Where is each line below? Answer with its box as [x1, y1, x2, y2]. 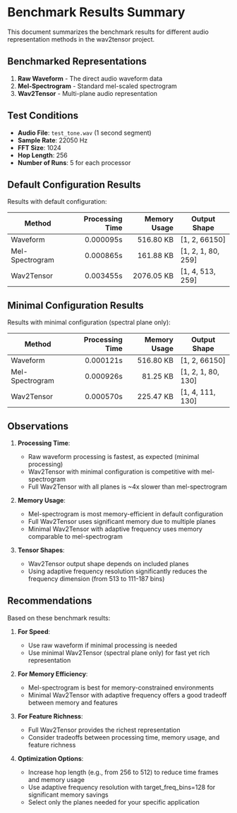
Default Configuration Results [7, 178, 141, 190]
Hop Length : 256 [17, 151, 68, 159]
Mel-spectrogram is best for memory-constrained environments [28, 683, 214, 692]
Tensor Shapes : [17, 546, 65, 554]
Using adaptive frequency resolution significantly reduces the [28, 567, 207, 575]
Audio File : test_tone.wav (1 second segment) [17, 128, 152, 137]
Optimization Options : [17, 754, 84, 762]
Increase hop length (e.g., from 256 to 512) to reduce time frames [28, 768, 219, 776]
